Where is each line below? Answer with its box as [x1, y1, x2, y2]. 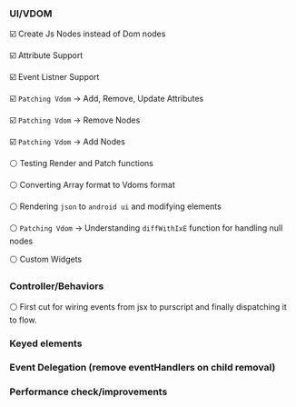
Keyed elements [9, 337, 83, 350]
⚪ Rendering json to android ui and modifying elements [9, 201, 222, 212]
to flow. [9, 314, 37, 325]
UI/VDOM [9, 7, 53, 20]
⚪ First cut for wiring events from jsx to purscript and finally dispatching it [9, 301, 288, 312]
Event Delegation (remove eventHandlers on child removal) [9, 362, 276, 374]
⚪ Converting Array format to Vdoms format [9, 180, 175, 191]
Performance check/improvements [9, 385, 168, 398]
